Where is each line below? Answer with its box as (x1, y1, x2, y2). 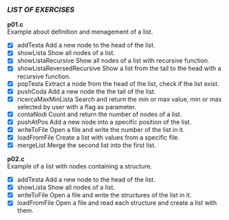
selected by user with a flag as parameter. (17, 102, 136, 111)
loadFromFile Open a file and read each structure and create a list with (17, 199, 217, 207)
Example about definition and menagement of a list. (7, 27, 153, 36)
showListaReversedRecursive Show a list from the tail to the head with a (17, 64, 221, 73)
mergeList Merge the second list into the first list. (17, 141, 157, 149)
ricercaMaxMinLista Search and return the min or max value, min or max (17, 95, 222, 103)
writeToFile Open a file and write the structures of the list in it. (17, 191, 192, 199)
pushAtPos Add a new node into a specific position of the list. (17, 118, 192, 126)
